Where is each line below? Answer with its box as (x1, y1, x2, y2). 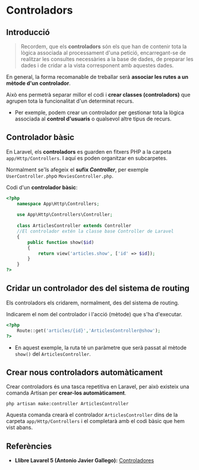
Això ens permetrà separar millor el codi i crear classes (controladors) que (6, 91, 191, 98)
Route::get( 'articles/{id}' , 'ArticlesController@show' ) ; (17, 328, 161, 334)
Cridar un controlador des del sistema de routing (6, 283, 190, 294)
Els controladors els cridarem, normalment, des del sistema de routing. (6, 299, 179, 306)
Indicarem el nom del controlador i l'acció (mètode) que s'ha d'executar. (6, 310, 183, 317)
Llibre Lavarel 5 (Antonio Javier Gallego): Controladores (14, 457, 154, 464)
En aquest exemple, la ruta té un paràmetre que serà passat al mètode (14, 344, 187, 351)
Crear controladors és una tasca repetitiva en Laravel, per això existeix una (6, 383, 189, 390)
